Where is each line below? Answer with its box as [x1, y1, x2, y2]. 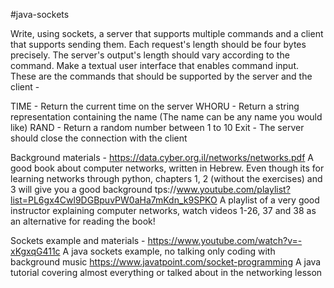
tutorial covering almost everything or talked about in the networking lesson [10, 267, 323, 278]
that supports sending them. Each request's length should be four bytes [10, 39, 307, 50]
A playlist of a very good [219, 194, 320, 206]
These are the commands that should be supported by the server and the [10, 70, 313, 82]
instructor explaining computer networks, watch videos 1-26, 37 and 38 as [10, 205, 317, 216]
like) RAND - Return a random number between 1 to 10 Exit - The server [10, 122, 305, 133]
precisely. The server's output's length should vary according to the [10, 49, 290, 61]
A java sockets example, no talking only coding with [62, 245, 276, 257]
